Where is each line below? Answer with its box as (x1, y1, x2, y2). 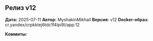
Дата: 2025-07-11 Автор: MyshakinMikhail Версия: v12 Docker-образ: (5, 16, 149, 22)
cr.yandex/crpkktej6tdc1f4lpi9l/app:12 (5, 22, 80, 27)
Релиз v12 (5, 4, 36, 12)
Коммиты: (5, 31, 28, 37)
